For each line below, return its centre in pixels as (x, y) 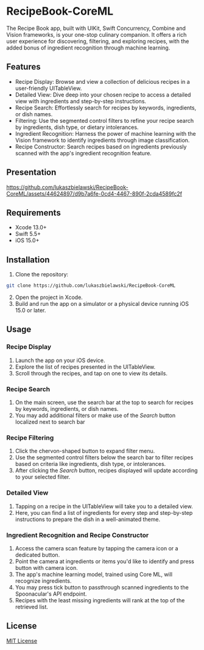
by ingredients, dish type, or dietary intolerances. (77, 127)
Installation (28, 260)
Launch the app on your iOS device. (60, 360)
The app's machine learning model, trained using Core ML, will (93, 574)
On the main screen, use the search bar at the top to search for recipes (104, 402)
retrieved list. (32, 607)
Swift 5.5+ (28, 234)
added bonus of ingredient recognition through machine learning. (88, 48)
